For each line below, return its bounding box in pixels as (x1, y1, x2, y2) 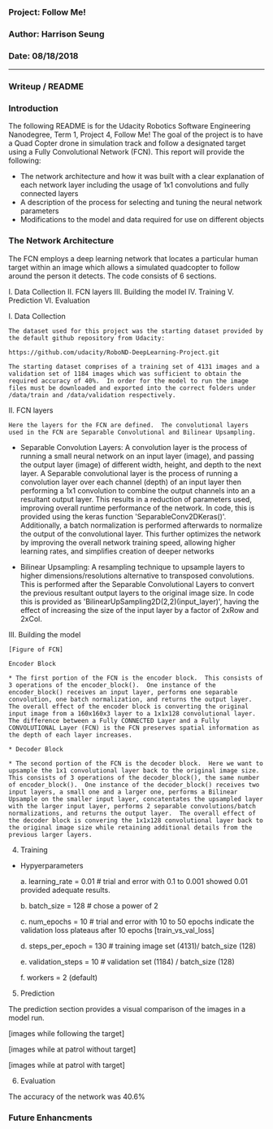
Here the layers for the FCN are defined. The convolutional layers (8, 421, 249, 429)
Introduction (8, 103, 58, 114)
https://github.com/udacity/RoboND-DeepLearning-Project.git (8, 348, 220, 357)
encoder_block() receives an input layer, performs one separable (8, 688, 238, 696)
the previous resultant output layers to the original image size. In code (19, 588, 254, 597)
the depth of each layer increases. (8, 731, 132, 739)
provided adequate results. (19, 885, 111, 895)
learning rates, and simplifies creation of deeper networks (19, 546, 214, 556)
